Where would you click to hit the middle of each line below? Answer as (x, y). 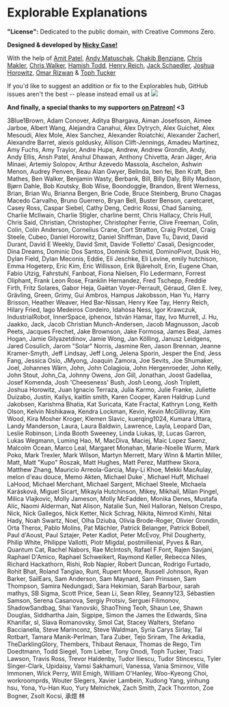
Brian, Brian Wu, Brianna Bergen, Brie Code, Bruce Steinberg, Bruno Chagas (114, 193)
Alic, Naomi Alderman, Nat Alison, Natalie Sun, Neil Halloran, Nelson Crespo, (115, 506)
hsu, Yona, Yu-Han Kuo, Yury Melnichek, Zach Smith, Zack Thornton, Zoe (110, 687)
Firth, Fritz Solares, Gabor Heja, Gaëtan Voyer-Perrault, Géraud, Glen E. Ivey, (115, 287)
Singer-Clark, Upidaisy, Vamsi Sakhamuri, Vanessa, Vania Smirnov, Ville (108, 666)
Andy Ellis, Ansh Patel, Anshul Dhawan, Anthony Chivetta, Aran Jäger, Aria (112, 157)
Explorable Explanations (78, 13)
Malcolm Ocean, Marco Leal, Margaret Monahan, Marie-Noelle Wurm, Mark (113, 448)
